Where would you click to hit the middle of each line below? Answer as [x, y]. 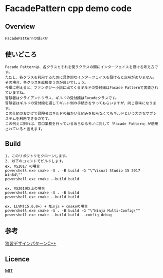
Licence [18, 259]
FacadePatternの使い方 [27, 38]
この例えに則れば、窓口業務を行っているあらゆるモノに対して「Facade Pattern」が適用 [82, 124]
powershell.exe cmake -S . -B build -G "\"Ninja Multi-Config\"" [72, 210]
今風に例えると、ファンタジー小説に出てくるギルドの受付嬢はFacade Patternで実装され [82, 87]
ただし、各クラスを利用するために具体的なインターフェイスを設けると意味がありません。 [81, 77]
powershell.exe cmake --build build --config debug [58, 215]
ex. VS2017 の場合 [23, 166]
